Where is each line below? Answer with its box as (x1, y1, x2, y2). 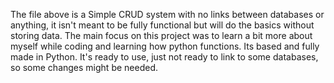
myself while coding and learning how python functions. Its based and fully (10, 40, 320, 52)
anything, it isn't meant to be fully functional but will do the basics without (10, 19, 315, 31)
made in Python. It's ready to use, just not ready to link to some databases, (10, 51, 319, 63)
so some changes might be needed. (10, 62, 158, 73)
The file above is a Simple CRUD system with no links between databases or (10, 9, 325, 20)
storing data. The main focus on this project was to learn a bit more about (10, 30, 313, 41)
